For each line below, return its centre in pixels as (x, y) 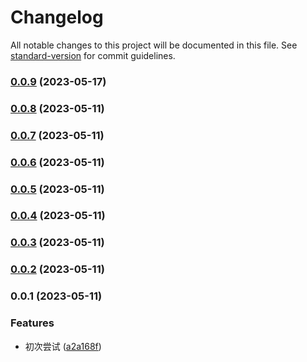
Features (32, 323)
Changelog (57, 17)
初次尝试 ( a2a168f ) (63, 346)
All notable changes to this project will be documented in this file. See (154, 45)
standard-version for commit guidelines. (93, 55)
